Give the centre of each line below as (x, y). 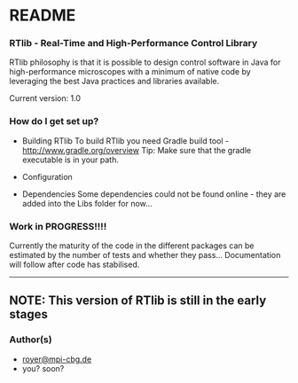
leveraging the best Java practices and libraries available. (114, 82)
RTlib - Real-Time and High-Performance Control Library (133, 43)
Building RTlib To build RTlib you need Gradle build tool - (125, 141)
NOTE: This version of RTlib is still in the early (138, 301)
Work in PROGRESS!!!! (58, 226)
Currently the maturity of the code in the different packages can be (132, 246)
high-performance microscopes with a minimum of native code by (130, 72)
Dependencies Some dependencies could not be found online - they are (154, 194)
